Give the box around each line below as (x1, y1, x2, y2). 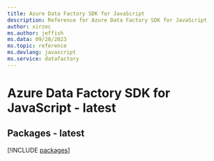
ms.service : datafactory (7, 56, 79, 62)
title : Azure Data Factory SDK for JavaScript (7, 10, 145, 17)
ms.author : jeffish (7, 29, 64, 37)
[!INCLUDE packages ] (7, 146, 70, 154)
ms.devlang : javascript (7, 49, 77, 56)
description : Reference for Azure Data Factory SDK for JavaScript (7, 17, 208, 24)
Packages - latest (7, 128, 85, 139)
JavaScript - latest (7, 100, 116, 115)
